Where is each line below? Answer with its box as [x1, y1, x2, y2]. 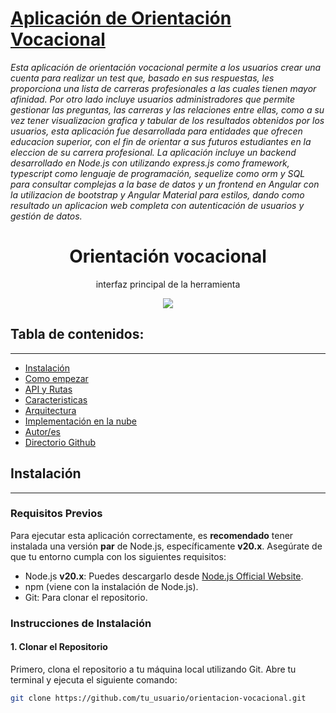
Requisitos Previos [10, 507, 103, 521]
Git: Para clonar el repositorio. [24, 591, 148, 603]
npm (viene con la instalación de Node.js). [24, 580, 199, 592]
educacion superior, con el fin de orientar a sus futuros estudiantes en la [10, 135, 312, 147]
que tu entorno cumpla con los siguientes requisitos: [10, 550, 227, 562]
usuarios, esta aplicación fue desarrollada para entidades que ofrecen [10, 125, 303, 137]
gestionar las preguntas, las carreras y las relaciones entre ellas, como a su [10, 103, 325, 116]
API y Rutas [24, 383, 73, 395]
